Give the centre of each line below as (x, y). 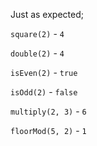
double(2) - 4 (37, 53)
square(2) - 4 (37, 33)
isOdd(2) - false (44, 92)
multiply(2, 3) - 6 (48, 111)
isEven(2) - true (44, 72)
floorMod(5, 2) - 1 (48, 130)
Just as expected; (47, 14)
